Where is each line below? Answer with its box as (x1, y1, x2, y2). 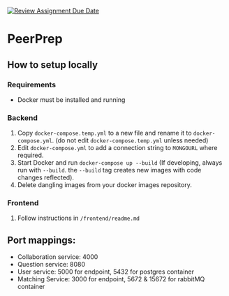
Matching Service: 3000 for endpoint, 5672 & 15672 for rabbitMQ (17, 275, 205, 283)
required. (17, 151, 44, 160)
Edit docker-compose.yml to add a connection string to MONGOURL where (17, 144, 218, 152)
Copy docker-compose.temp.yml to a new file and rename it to (17, 129, 192, 138)
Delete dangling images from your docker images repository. (17, 181, 192, 189)
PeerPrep (7, 31, 63, 47)
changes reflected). (17, 173, 75, 182)
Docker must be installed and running (17, 95, 126, 104)
